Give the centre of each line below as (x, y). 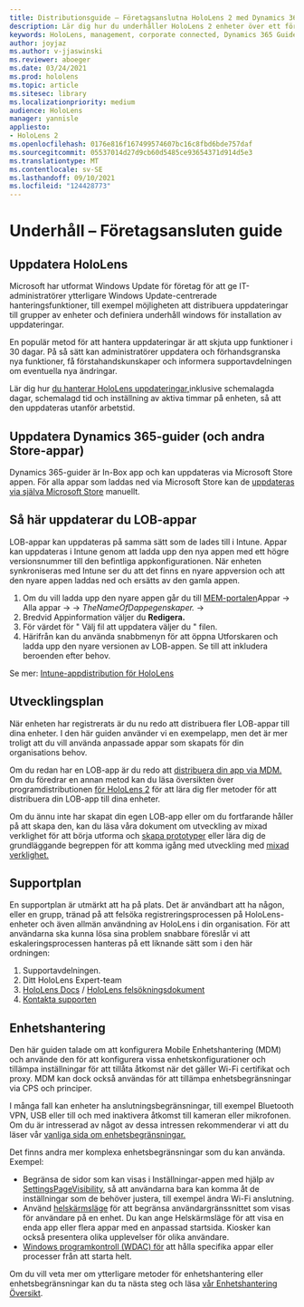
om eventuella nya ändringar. (63, 371)
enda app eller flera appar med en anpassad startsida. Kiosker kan (147, 1227)
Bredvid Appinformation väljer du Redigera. (104, 617)
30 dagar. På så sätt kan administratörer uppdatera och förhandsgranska (145, 352)
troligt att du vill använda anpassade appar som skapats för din (127, 743)
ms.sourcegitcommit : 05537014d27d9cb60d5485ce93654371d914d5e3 (131, 152)
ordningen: (29, 953)
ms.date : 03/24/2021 (48, 69)
